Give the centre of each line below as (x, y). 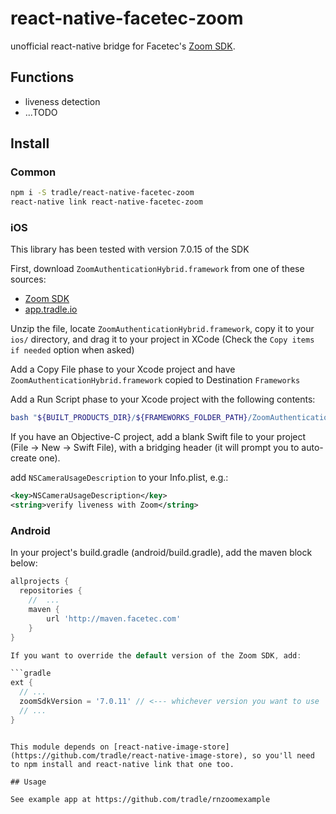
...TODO (41, 112)
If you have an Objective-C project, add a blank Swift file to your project (158, 437)
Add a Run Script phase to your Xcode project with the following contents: (163, 399)
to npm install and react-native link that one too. (122, 764)
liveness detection (62, 101)
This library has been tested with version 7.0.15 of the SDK (130, 249)
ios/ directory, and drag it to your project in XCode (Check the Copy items (162, 339)
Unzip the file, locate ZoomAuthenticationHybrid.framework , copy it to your (162, 329)
